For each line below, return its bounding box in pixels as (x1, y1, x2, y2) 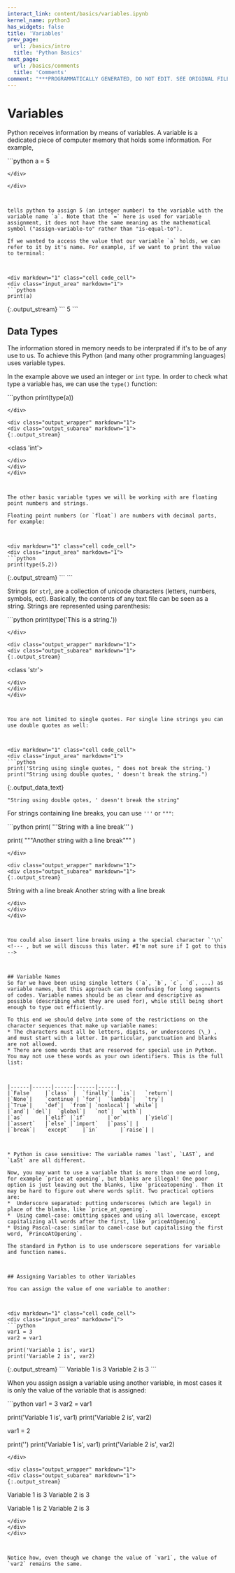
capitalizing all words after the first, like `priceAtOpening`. (7, 1218, 201, 1225)
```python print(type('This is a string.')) (7, 615, 117, 624)
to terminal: (7, 250, 45, 257)
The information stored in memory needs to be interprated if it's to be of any (7, 344, 227, 353)
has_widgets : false (7, 23, 64, 30)
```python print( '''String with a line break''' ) (7, 823, 134, 831)
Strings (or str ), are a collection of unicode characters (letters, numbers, (7, 587, 217, 595)
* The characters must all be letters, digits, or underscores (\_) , (7, 1029, 218, 1036)
